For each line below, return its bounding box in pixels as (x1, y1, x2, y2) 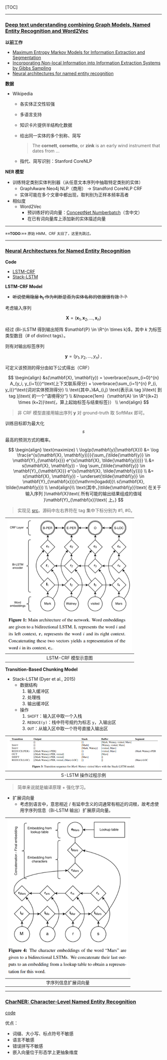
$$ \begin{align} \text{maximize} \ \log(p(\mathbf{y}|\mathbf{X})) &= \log (8, 446, 159, 452)
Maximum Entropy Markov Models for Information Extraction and (12, 49, 145, 55)
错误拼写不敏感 (12, 1043, 43, 1049)
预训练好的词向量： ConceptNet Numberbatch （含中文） (27, 210, 143, 215)
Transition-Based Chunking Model (5, 666, 78, 672)
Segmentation (12, 55, 41, 61)
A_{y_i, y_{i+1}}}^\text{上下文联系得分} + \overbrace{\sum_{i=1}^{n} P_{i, (9, 380, 158, 386)
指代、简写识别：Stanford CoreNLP (19, 158, 92, 164)
